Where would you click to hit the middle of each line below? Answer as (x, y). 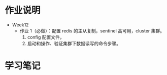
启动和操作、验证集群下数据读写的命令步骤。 (74, 43)
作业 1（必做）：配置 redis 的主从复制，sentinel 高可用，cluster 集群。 (92, 30)
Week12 (20, 25)
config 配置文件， (46, 37)
